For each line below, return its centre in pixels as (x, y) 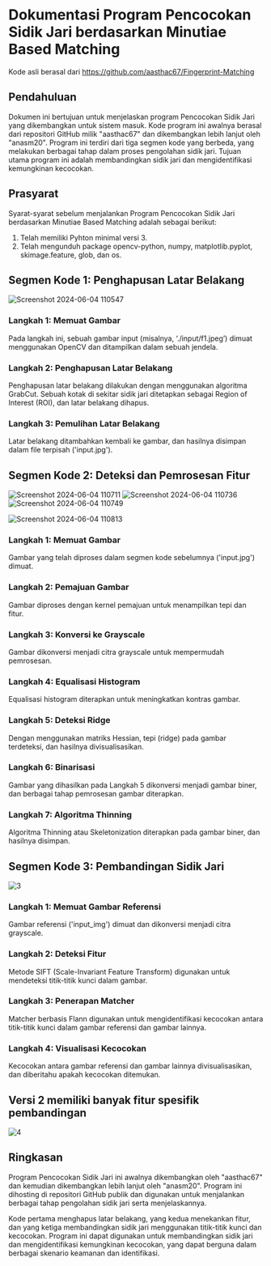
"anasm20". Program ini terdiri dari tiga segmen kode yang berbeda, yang (131, 142)
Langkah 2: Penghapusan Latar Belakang (91, 367)
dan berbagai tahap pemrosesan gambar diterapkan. (96, 793)
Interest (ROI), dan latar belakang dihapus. (79, 402)
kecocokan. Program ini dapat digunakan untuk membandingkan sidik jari (131, 1235)
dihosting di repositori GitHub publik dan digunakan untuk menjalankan (127, 1194)
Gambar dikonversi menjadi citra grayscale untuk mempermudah (116, 652)
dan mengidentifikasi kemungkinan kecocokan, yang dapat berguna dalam (133, 1244)
